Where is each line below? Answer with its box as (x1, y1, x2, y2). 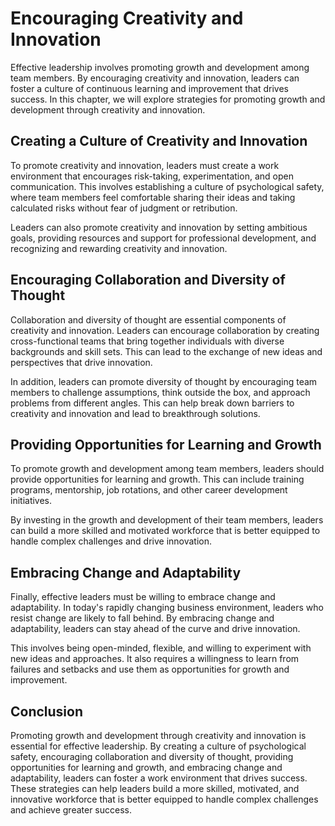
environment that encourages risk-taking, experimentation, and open (10, 170, 294, 182)
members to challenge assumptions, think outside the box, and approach (10, 386, 311, 398)
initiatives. (10, 495, 53, 507)
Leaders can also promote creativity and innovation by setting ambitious (10, 221, 308, 233)
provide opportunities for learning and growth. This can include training (10, 473, 305, 486)
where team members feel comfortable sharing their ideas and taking (10, 191, 296, 203)
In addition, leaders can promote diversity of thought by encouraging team (10, 375, 318, 387)
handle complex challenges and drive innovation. (10, 535, 213, 547)
